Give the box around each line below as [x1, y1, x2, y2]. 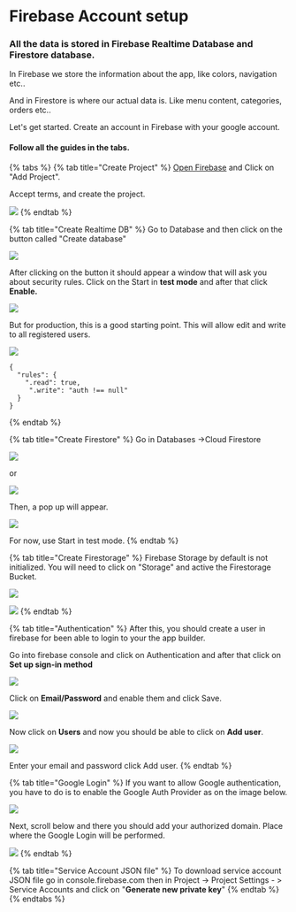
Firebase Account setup [9, 6, 189, 27]
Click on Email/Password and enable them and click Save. [9, 693, 223, 703]
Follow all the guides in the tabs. [9, 142, 130, 153]
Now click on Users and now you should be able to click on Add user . [9, 726, 264, 737]
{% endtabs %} [9, 893, 65, 904]
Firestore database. [9, 49, 95, 61]
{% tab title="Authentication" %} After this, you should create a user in [9, 623, 266, 633]
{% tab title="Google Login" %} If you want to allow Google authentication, [9, 777, 282, 788]
